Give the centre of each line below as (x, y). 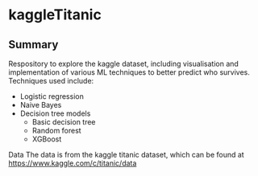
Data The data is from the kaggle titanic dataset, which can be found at (126, 155)
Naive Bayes (41, 105)
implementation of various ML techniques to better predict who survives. (129, 72)
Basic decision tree (64, 122)
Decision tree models (55, 113)
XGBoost (47, 139)
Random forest (57, 131)
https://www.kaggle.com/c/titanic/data (73, 163)
